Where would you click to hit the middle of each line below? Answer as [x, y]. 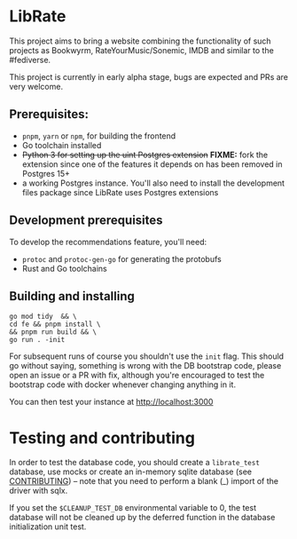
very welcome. [36, 86]
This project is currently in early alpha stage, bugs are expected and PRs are [149, 76]
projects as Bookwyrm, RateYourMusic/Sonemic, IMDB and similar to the [142, 50]
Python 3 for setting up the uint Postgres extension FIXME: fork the [145, 155]
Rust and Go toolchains [65, 268]
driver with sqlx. [39, 491]
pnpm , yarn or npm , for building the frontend [99, 136]
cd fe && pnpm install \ [55, 325]
